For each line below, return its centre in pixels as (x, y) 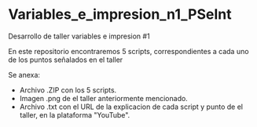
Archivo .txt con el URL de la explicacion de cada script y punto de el (131, 107)
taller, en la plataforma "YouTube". (75, 114)
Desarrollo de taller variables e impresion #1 (79, 36)
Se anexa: (24, 74)
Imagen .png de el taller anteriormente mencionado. (104, 98)
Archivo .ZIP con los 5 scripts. (68, 90)
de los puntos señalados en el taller (66, 60)
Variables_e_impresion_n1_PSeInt (120, 15)
